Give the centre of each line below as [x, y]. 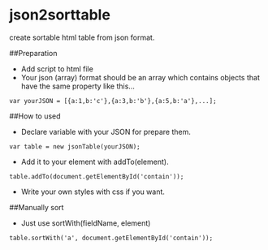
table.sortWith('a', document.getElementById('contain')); [111, 238]
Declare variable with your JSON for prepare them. [106, 131]
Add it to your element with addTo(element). [95, 162]
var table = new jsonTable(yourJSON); [75, 147]
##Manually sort [37, 207]
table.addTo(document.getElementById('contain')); [97, 176]
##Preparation [33, 53]
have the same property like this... [78, 86]
